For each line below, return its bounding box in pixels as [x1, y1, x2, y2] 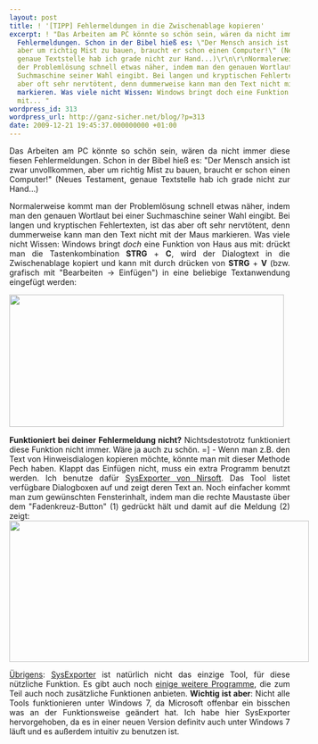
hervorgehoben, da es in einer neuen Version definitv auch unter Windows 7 [9, 716, 290, 727]
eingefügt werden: [9, 277, 77, 287]
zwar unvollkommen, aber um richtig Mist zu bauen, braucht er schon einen [9, 164, 290, 175]
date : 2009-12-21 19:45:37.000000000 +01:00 [9, 121, 177, 130]
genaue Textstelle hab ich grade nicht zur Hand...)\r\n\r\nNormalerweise [17, 54, 301, 63]
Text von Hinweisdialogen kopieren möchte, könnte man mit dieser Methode [9, 454, 290, 464]
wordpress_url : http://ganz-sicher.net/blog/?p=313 [9, 113, 205, 121]
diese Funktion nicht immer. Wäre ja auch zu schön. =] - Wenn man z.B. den [9, 444, 290, 455]
